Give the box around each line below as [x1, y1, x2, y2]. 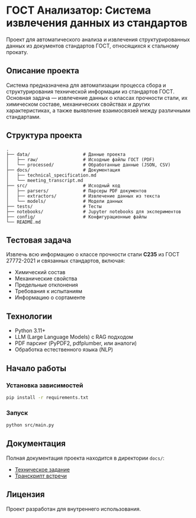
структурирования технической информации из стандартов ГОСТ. [6, 87, 175, 95]
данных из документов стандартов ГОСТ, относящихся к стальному [6, 42, 179, 49]
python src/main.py [6, 422, 54, 428]
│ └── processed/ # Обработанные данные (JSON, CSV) [6, 162, 171, 168]
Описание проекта [6, 66, 79, 76]
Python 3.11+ [14, 327, 46, 334]
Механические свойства [14, 275, 78, 282]
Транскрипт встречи [14, 472, 67, 479]
